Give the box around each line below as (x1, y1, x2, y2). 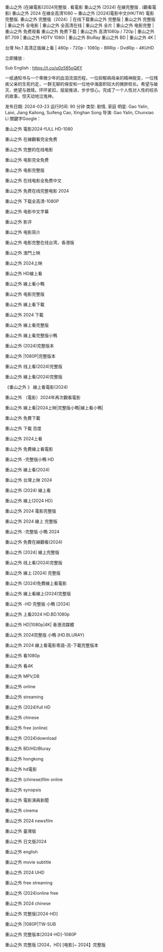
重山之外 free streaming (5, 880, 53, 885)
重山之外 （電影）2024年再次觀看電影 (5, 395, 81, 400)
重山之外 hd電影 (5, 766, 37, 772)
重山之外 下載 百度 (5, 426, 42, 431)
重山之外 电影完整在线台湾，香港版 (5, 240, 74, 245)
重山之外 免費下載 (5, 415, 40, 421)
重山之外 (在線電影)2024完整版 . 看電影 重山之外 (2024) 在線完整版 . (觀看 (5, 4, 152, 10)
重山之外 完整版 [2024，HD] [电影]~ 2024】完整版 (5, 942, 106, 948)
